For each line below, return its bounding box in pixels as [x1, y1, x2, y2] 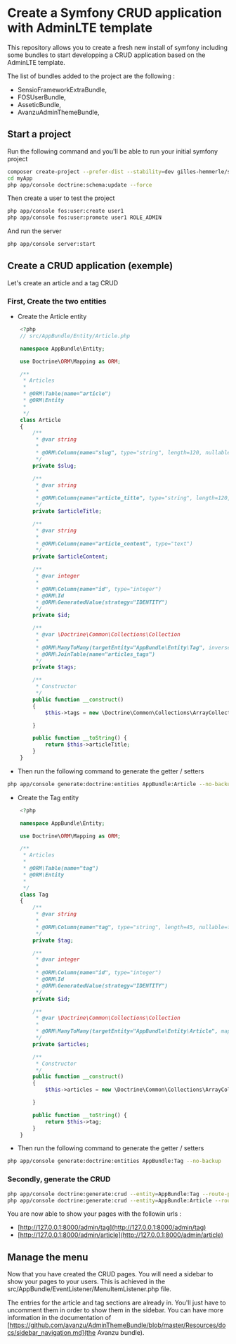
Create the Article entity [17, 312, 87, 321]
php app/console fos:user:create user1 [7, 208, 124, 215]
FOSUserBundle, [17, 93, 67, 101]
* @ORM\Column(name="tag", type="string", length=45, [35, 923, 197, 931]
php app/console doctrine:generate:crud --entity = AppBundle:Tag [7, 1190, 199, 1197]
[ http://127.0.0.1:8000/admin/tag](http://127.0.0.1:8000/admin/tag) [17, 1224, 206, 1232]
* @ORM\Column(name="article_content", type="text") [35, 540, 193, 547]
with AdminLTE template [7, 20, 153, 36]
